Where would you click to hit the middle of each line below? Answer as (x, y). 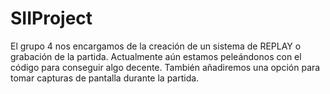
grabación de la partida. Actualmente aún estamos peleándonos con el (156, 56)
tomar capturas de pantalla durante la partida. (105, 78)
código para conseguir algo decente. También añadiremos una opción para (165, 67)
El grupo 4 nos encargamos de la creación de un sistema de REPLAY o (156, 46)
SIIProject (51, 18)
